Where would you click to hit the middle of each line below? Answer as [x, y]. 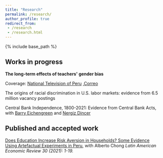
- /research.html [25, 32]
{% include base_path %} [31, 47]
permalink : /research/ [28, 14]
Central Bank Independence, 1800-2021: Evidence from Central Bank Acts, [81, 108]
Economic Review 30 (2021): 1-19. [39, 151]
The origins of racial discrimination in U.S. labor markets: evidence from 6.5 [82, 93]
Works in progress [34, 62]
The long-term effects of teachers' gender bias [54, 74]
